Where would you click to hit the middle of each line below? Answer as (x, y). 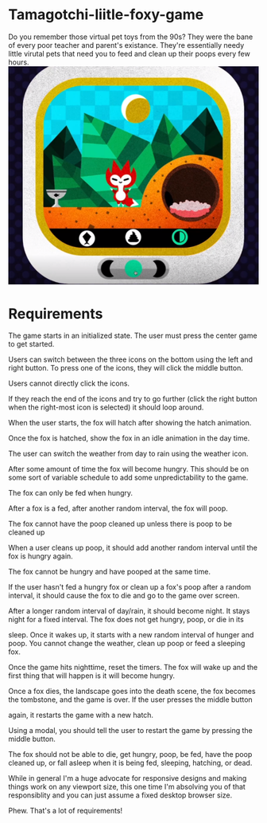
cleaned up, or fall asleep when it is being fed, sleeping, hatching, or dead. (130, 763)
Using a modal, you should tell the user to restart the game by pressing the (130, 731)
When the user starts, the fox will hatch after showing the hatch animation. (130, 423)
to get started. (31, 344)
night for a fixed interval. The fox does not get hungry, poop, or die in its (126, 620)
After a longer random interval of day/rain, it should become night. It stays (129, 611)
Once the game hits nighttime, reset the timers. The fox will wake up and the (133, 668)
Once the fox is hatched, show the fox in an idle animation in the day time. (129, 438)
